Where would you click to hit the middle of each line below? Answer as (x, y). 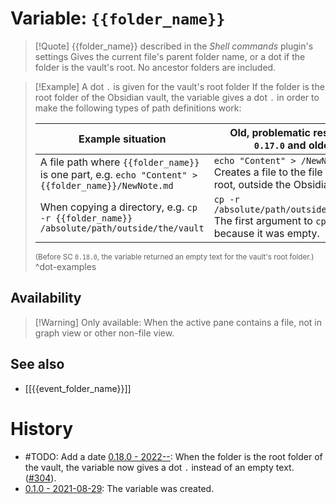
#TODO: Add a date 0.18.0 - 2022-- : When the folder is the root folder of (173, 456)
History (42, 428)
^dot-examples (65, 266)
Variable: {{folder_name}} (118, 18)
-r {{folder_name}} (86, 218)
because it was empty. (266, 233)
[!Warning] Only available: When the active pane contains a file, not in (178, 322)
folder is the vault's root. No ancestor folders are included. (155, 67)
